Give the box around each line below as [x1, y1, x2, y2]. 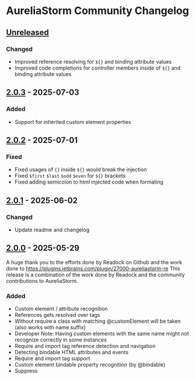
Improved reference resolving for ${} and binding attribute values [14, 58, 172, 65]
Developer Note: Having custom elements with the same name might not [14, 330, 189, 337]
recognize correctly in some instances [14, 336, 107, 343]
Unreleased [6, 27, 50, 37]
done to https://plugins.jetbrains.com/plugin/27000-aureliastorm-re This [6, 265, 180, 272]
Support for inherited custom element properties [14, 118, 131, 125]
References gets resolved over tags [14, 312, 100, 319]
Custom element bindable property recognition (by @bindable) [14, 361, 166, 368]
